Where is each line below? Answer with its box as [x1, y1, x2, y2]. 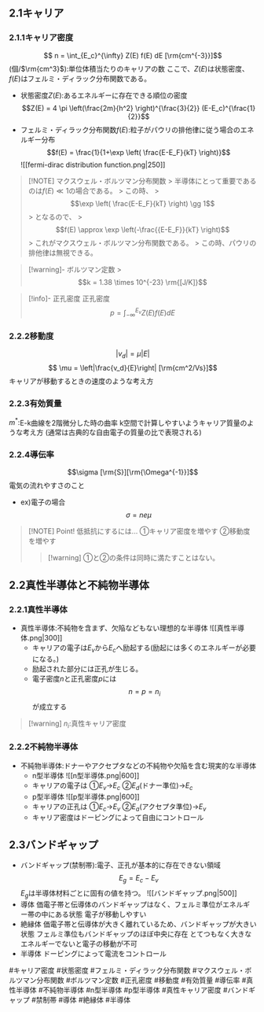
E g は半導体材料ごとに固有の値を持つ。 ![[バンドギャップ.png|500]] [20, 888, 237, 899]
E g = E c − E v [118, 873, 159, 885]
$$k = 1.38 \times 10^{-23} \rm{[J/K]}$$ [78, 277, 207, 286]
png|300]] [29, 633, 63, 643]
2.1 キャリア [9, 6, 64, 20]
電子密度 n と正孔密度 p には [31, 674, 117, 683]
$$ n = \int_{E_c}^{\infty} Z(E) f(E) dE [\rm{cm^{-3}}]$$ [43, 50, 222, 60]
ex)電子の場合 [20, 497, 66, 507]
